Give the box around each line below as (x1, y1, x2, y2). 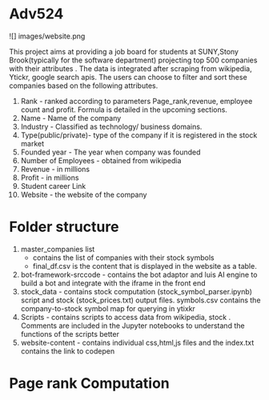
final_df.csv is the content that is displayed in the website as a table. (32, 261, 257, 270)
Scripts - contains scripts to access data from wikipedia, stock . (20, 312, 231, 322)
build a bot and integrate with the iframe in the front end (20, 278, 207, 288)
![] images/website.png (9, 31, 86, 41)
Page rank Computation (9, 374, 171, 393)
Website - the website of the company (20, 190, 147, 199)
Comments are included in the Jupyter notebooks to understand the (20, 321, 245, 330)
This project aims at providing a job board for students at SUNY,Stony (9, 46, 239, 56)
